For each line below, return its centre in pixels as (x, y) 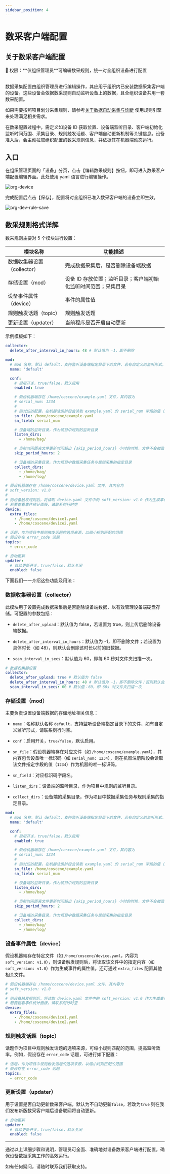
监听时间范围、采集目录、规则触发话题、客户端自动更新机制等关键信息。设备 (85, 133)
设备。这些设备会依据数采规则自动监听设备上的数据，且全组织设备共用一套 (87, 92)
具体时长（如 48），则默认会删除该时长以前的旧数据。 (68, 647)
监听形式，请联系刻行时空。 (46, 730)
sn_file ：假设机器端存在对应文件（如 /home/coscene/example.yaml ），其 (87, 752)
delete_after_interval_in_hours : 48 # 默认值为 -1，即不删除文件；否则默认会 (87, 682)
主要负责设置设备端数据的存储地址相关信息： (52, 713)
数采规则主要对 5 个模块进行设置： (41, 238)
